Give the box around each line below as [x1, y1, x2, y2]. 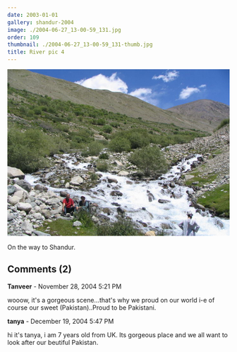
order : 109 [7, 34, 39, 41]
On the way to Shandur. [7, 243, 76, 251]
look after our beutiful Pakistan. [7, 338, 99, 346]
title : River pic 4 [7, 49, 65, 56]
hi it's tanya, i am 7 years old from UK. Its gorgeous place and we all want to [7, 330, 228, 339]
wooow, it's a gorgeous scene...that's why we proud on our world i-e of [7, 296, 215, 304]
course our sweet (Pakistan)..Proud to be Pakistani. [7, 303, 157, 312]
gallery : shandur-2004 [7, 18, 74, 26]
